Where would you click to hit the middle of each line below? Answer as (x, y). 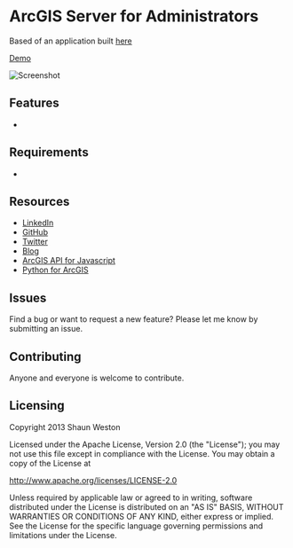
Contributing (45, 356)
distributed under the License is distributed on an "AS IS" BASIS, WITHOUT (146, 506)
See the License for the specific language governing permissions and (136, 526)
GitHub (35, 232)
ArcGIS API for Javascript (68, 261)
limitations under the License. (63, 535)
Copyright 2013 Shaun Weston (65, 427)
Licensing (37, 406)
